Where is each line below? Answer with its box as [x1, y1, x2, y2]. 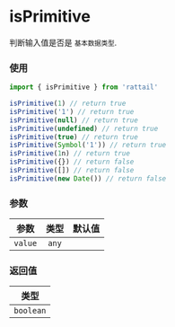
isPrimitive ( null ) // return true [9, 115, 139, 125]
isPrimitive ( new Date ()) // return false [9, 173, 167, 183]
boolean [13, 305, 47, 316]
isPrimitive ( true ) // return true [9, 132, 139, 141]
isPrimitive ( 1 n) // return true [9, 149, 130, 158]
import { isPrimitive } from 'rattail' [9, 83, 159, 92]
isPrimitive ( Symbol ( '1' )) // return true [9, 141, 167, 150]
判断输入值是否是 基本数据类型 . [9, 37, 118, 48]
